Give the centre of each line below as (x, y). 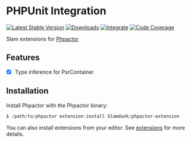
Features (23, 58)
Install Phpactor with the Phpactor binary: (57, 105)
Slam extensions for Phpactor (43, 39)
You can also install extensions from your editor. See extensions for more (96, 127)
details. (15, 134)
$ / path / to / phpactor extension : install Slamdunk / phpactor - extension (93, 116)
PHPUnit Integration (56, 11)
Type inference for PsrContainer (54, 72)
